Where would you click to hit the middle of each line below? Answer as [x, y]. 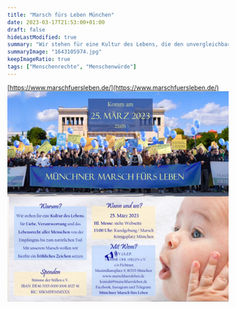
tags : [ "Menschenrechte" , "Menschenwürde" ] [72, 67]
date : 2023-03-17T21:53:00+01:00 [56, 22]
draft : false [26, 29]
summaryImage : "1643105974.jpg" [54, 52]
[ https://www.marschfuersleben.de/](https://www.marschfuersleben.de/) [113, 87]
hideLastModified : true [42, 37]
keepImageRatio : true [39, 60]
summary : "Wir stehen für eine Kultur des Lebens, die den [96, 45]
